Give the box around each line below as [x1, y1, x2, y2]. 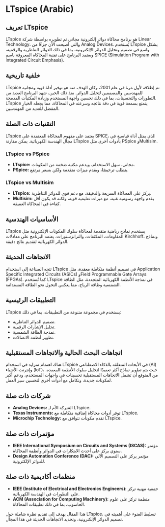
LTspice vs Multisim [5, 179, 54, 186]
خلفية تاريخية [5, 71, 41, 80]
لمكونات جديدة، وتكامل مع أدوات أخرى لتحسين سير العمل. [5, 377, 112, 383]
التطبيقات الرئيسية [5, 296, 56, 304]
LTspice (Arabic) [5, 3, 74, 15]
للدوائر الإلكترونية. [12, 458, 46, 464]
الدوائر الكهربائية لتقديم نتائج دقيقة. [5, 239, 69, 245]
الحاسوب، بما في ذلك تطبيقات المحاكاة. [12, 501, 85, 507]
